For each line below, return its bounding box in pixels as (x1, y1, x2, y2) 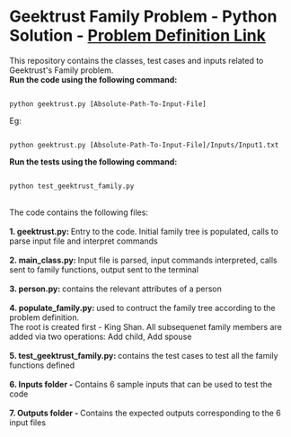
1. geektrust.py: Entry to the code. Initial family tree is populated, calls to (9, 226, 278, 236)
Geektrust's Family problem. (9, 65, 114, 76)
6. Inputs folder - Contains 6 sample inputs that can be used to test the (9, 379, 272, 389)
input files (9, 416, 47, 428)
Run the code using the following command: (9, 74, 178, 85)
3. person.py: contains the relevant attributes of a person (9, 283, 223, 294)
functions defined (9, 360, 75, 370)
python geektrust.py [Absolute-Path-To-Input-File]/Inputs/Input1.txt (9, 140, 279, 149)
